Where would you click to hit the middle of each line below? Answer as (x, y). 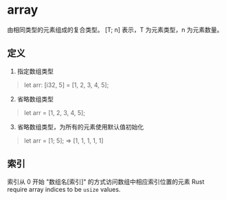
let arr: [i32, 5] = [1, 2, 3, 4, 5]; (66, 85)
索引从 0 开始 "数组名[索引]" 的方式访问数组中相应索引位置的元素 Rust (106, 182)
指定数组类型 (35, 71)
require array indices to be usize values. (64, 189)
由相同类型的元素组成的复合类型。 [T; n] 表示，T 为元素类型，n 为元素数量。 (115, 29)
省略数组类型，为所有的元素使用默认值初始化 (80, 127)
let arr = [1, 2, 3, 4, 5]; (55, 112)
